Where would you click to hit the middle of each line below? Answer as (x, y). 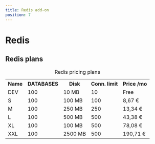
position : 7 (18, 15)
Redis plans (24, 59)
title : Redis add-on (27, 10)
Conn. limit (104, 84)
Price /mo (135, 84)
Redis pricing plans (77, 72)
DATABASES (43, 84)
